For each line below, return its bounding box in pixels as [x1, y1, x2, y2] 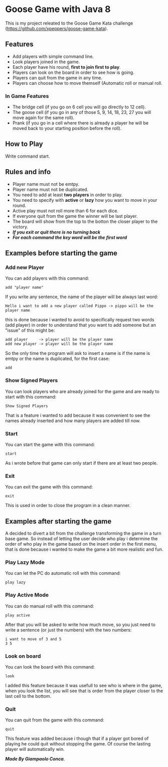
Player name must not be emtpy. [12, 181, 80, 187]
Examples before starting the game [5, 249, 118, 258]
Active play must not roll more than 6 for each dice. [12, 207, 119, 214]
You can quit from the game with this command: [5, 717, 104, 723]
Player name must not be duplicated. [12, 186, 89, 192]
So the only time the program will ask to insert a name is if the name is [5, 350, 150, 356]
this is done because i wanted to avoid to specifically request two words [5, 317, 154, 323]
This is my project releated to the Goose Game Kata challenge [5, 20, 133, 26]
